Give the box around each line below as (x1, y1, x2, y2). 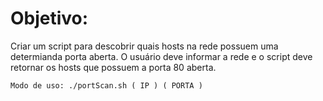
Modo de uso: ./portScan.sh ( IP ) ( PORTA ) (10, 80, 203, 91)
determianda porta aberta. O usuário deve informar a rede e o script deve (10, 50, 313, 62)
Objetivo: (10, 7, 89, 30)
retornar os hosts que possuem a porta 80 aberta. (10, 61, 217, 73)
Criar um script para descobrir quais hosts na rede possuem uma (10, 40, 279, 52)
